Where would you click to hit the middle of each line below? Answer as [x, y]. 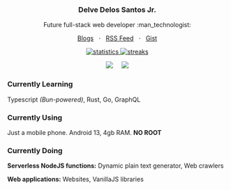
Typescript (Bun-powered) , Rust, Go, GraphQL [74, 100]
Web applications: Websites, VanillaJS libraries [76, 180]
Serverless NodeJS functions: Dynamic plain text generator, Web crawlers [115, 166]
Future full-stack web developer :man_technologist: [117, 25]
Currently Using [35, 118]
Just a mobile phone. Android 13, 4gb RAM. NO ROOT [84, 132]
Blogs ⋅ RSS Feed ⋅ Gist [117, 38]
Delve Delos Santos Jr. [117, 10]
